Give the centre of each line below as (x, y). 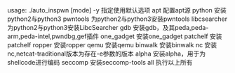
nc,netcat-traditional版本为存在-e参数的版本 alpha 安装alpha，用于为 (106, 54)
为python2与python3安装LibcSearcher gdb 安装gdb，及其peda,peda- (108, 27)
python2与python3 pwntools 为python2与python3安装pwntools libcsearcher (117, 19)
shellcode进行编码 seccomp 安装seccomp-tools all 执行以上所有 (100, 62)
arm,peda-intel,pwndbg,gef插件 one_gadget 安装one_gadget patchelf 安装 (115, 36)
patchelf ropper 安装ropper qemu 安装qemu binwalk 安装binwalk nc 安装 (112, 45)
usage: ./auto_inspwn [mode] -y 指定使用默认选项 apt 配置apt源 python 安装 (117, 10)
